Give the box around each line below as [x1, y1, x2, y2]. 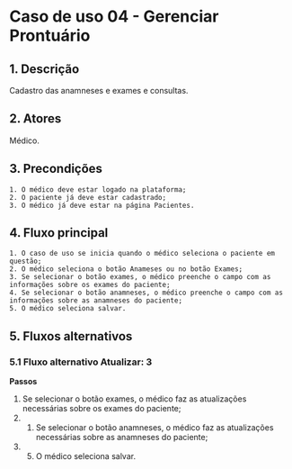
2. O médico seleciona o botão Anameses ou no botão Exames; [9, 265, 243, 274]
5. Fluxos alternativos [9, 329, 133, 344]
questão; [9, 257, 42, 266]
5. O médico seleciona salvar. [9, 304, 127, 313]
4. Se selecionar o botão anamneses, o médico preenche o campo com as [9, 288, 283, 298]
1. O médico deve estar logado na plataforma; [9, 185, 187, 194]
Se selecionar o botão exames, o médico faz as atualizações [22, 393, 247, 404]
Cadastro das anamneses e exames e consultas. [9, 86, 189, 95]
